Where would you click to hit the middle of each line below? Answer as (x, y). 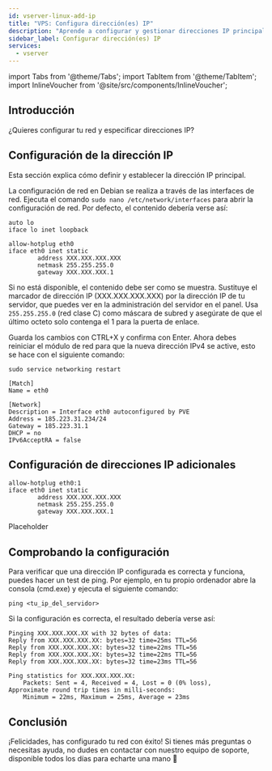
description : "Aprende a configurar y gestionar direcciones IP (119, 31)
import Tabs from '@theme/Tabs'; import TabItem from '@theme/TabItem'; (133, 76)
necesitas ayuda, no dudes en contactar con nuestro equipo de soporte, (129, 750)
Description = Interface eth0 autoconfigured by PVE (99, 412)
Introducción (42, 110)
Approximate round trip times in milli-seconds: (92, 690)
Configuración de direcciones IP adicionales (122, 465)
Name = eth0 (28, 390)
